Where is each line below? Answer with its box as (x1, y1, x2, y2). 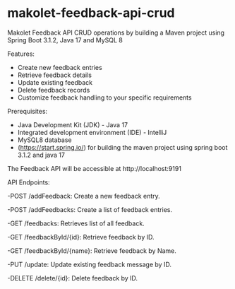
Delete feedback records (17, 85, 90, 94)
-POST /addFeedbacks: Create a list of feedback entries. (7, 205, 173, 213)
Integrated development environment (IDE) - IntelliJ (17, 128, 167, 136)
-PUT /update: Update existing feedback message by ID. (7, 260, 171, 269)
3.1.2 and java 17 (17, 151, 66, 159)
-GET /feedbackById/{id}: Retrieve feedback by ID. (7, 232, 155, 241)
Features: (7, 49, 35, 58)
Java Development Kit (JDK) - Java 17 (17, 120, 128, 129)
